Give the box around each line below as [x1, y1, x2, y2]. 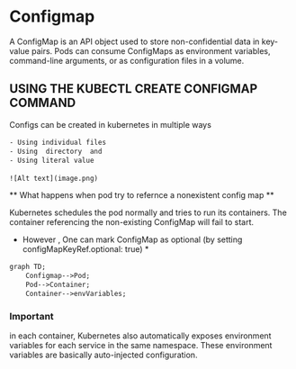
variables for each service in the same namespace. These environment [9, 340, 273, 351]
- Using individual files [9, 138, 106, 147]
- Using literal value [9, 156, 94, 165]
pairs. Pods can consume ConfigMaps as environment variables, [31, 45, 272, 56]
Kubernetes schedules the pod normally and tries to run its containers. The [9, 207, 288, 218]
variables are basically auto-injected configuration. [9, 349, 198, 361]
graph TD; [9, 262, 47, 271]
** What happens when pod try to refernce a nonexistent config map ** [9, 189, 274, 200]
